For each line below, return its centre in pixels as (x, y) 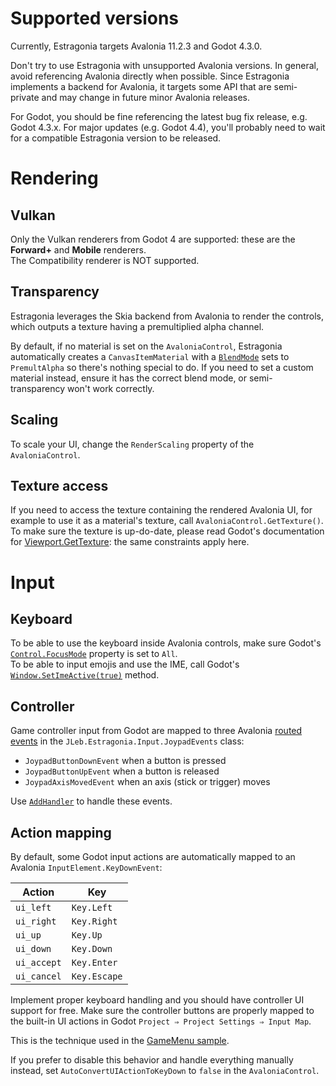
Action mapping (61, 832)
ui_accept (38, 962)
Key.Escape (97, 976)
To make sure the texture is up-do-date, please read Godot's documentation (167, 531)
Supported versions (95, 18)
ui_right (36, 921)
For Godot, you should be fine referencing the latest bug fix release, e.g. (159, 116)
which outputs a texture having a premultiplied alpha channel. (137, 326)
